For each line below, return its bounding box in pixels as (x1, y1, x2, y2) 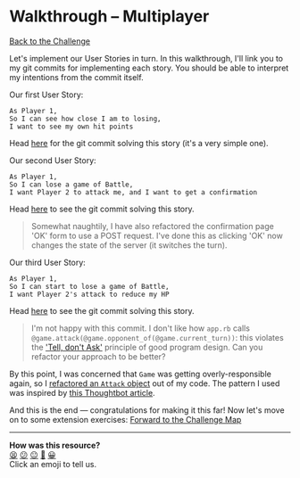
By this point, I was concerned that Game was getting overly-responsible (9, 368, 272, 379)
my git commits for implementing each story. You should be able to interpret (9, 62, 289, 73)
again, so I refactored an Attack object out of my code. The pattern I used (9, 377, 280, 389)
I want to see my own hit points (9, 122, 134, 131)
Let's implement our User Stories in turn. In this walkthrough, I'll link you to (9, 53, 284, 63)
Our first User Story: (9, 89, 84, 100)
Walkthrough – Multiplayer (9, 6, 210, 27)
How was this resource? (9, 440, 101, 450)
